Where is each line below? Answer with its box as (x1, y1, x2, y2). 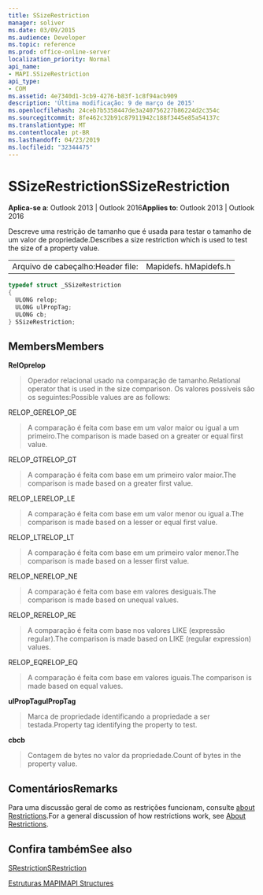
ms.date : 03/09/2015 (8, 26, 76, 34)
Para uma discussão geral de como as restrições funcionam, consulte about (8, 803, 255, 812)
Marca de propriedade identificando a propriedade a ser (27, 712, 210, 721)
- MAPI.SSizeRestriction (8, 70, 90, 78)
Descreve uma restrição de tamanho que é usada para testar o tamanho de (8, 227, 252, 236)
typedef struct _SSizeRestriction (8, 281, 122, 290)
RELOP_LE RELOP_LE (8, 494, 76, 504)
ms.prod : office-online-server (8, 48, 111, 56)
